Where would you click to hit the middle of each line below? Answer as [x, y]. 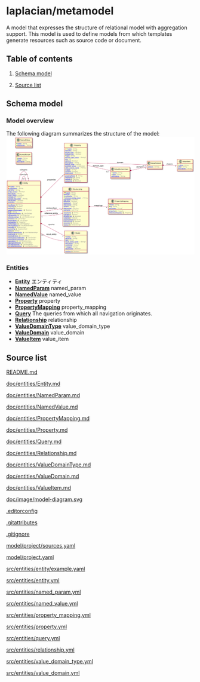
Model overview [30, 121]
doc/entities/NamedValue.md [42, 407]
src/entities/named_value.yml [42, 604]
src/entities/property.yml [37, 627]
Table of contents [39, 59]
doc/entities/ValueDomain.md [43, 477]
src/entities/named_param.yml [44, 592]
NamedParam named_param [50, 288]
